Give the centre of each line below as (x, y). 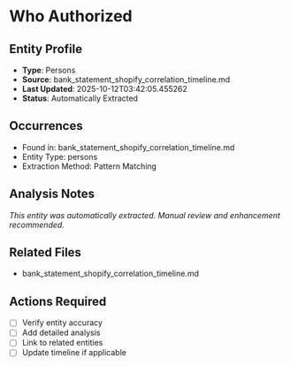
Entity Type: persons (60, 156)
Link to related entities (62, 343)
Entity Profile (46, 49)
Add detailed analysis (61, 332)
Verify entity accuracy (62, 323)
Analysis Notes (52, 194)
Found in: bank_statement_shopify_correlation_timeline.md (128, 147)
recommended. (37, 225)
